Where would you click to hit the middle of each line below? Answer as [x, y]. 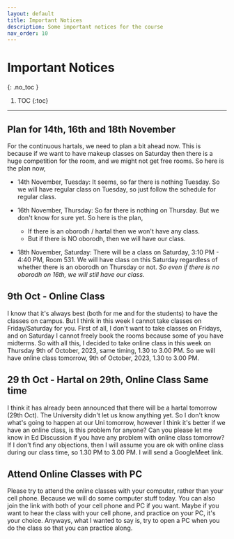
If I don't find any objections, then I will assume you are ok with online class [116, 445]
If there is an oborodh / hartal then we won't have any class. [114, 231]
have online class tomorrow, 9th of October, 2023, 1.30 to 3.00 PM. [103, 358]
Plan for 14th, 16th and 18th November [92, 129]
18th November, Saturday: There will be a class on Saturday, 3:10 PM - [118, 252]
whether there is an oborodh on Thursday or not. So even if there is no [118, 267]
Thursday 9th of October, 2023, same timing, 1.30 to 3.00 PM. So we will [111, 350]
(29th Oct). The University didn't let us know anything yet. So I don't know [114, 415]
